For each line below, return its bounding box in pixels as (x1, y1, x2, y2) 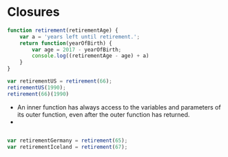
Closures (7, 4, 60, 20)
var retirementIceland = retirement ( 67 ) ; (7, 143, 128, 150)
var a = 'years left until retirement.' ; (19, 33, 140, 40)
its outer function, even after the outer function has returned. (17, 110, 190, 118)
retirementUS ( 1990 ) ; (7, 84, 67, 91)
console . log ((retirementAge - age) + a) (32, 52, 149, 59)
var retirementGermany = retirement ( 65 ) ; (7, 137, 128, 144)
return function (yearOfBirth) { (19, 39, 112, 47)
